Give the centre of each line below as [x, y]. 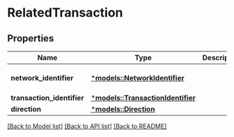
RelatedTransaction [65, 13]
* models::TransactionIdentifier [143, 98]
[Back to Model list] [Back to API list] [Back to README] [87, 126]
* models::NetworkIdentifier [137, 78]
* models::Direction [123, 109]
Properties [31, 38]
